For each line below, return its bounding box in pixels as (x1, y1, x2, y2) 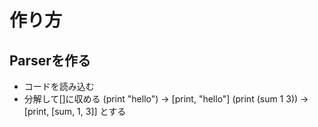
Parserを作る (9, 52, 91, 69)
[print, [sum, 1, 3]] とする (23, 106, 127, 117)
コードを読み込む (23, 81, 95, 92)
